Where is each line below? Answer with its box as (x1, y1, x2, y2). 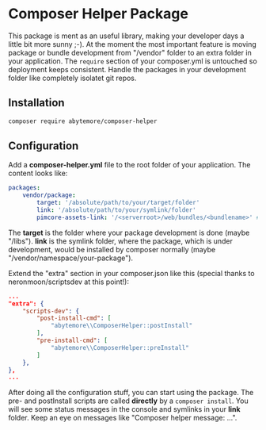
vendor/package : (22, 191, 77, 199)
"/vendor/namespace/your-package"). (8, 253, 133, 263)
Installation (8, 96, 65, 109)
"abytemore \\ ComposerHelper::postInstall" (50, 322, 193, 330)
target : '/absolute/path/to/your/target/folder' (36, 199, 200, 207)
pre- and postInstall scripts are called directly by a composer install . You (8, 396, 249, 405)
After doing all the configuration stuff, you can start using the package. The (8, 388, 254, 397)
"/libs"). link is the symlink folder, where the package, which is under (8, 236, 234, 246)
